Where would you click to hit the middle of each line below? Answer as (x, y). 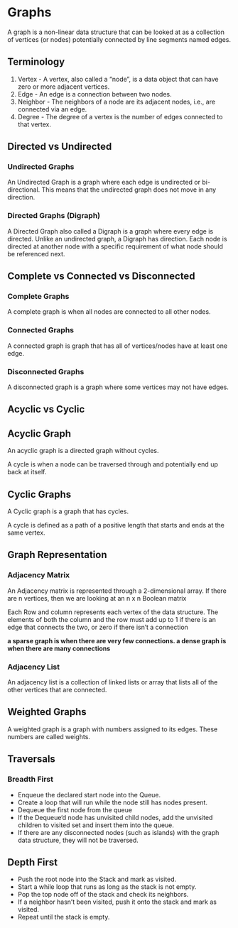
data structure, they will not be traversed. (78, 840)
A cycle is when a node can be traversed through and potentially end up (113, 464)
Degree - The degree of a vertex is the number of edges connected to (120, 116)
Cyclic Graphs (39, 494)
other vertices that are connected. (57, 690)
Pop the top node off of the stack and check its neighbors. (103, 895)
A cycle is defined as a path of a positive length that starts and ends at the (116, 525)
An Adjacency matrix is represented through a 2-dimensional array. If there (117, 591)
